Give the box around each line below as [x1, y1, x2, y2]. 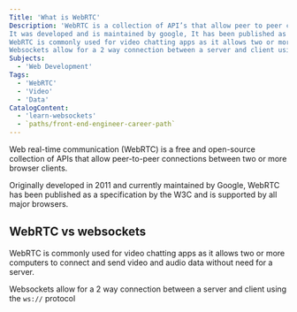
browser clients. [9, 163, 68, 173]
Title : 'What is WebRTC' [9, 12, 101, 22]
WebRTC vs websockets [9, 224, 147, 240]
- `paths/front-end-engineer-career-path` [17, 120, 176, 129]
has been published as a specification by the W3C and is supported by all [9, 189, 278, 200]
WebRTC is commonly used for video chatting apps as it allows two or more [9, 247, 286, 258]
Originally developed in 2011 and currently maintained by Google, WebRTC [9, 180, 280, 190]
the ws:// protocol [9, 293, 76, 303]
